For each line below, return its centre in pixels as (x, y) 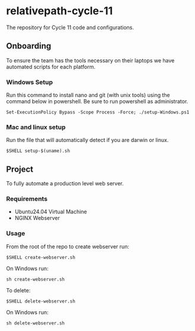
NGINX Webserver (37, 218)
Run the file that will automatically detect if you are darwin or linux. (87, 140)
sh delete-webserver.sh (36, 323)
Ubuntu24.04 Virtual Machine (51, 212)
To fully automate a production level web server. (65, 184)
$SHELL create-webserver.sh (41, 257)
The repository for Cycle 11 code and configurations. (70, 27)
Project (20, 169)
